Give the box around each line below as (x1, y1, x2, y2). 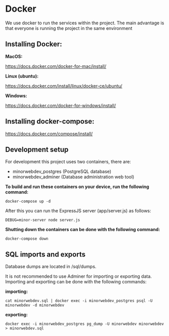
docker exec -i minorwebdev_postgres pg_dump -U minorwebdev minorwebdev (5, 321, 164, 327)
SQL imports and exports (5, 250, 86, 258)
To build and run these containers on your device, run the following (5, 183, 149, 190)
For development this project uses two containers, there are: (5, 159, 132, 165)
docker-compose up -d (5, 199, 51, 204)
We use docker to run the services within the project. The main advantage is (5, 20, 164, 26)
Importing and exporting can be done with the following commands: (5, 279, 147, 285)
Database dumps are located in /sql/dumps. (5, 264, 97, 270)
